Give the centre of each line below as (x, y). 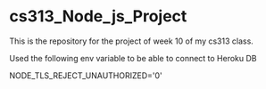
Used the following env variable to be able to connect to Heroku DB (133, 58)
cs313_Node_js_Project (98, 16)
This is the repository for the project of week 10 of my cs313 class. (132, 41)
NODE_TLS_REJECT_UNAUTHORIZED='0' (86, 75)
